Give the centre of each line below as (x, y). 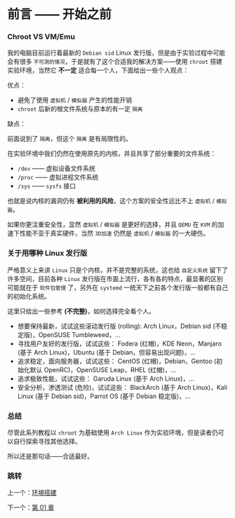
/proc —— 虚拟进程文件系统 (58, 177)
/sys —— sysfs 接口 (47, 186)
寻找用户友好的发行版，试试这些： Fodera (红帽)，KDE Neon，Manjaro (120, 343)
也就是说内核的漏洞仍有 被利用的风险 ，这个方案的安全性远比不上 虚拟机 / (111, 201)
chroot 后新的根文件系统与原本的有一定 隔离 (80, 109)
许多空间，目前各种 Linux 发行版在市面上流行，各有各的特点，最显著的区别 (115, 278)
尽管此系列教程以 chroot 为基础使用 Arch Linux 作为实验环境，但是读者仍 (113, 432)
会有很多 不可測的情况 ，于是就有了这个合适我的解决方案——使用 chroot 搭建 (115, 62)
